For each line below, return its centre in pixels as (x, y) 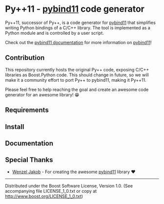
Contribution (25, 58)
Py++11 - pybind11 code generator (75, 9)
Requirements (27, 110)
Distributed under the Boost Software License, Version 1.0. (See (69, 186)
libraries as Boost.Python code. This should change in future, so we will (77, 75)
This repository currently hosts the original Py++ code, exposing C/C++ (77, 69)
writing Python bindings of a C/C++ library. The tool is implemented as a (78, 27)
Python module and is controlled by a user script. (54, 33)
